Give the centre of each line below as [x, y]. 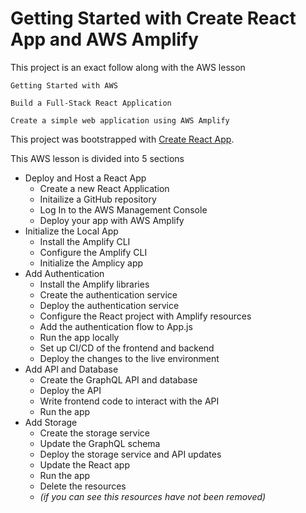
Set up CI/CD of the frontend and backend [127, 348]
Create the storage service [95, 433]
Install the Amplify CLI [85, 241]
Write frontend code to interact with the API [129, 401]
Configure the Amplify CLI [93, 252]
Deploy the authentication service [109, 305]
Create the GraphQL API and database [118, 379]
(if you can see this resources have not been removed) [153, 496]
